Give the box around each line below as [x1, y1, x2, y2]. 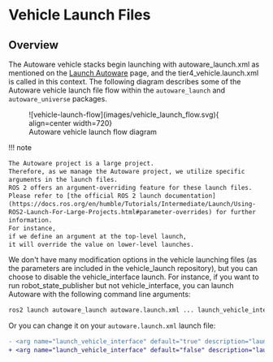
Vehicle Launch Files [8, 6, 151, 24]
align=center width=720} [28, 119, 113, 127]
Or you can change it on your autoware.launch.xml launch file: [8, 321, 216, 330]
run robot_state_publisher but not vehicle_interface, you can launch [8, 281, 234, 290]
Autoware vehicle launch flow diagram [28, 127, 157, 136]
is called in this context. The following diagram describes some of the [8, 77, 241, 86]
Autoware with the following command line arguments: [8, 290, 191, 299]
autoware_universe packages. [8, 94, 107, 103]
